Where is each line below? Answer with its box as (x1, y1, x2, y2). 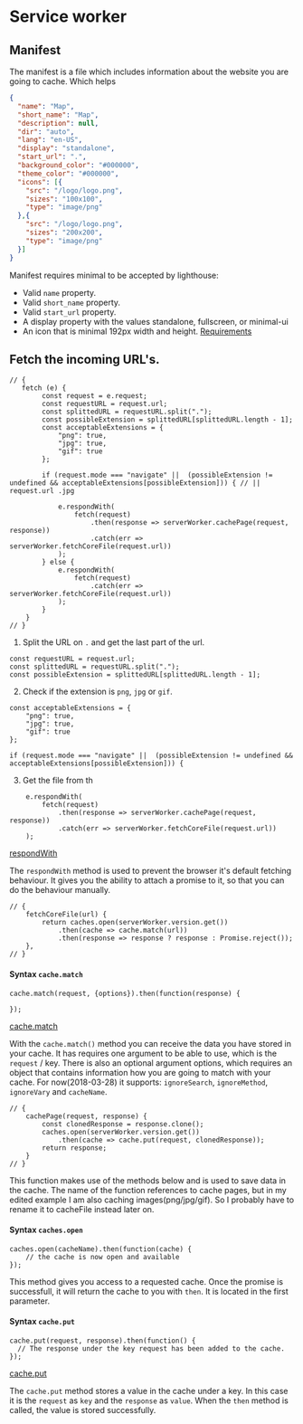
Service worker (9, 6, 128, 27)
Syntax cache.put (9, 1316, 75, 1327)
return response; (42, 1143, 107, 1153)
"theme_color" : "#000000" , (17, 169, 119, 178)
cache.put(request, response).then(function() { (9, 1336, 196, 1345)
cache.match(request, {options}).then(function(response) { (9, 989, 241, 998)
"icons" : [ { (17, 177, 63, 186)
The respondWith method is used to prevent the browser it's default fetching (9, 866, 292, 877)
